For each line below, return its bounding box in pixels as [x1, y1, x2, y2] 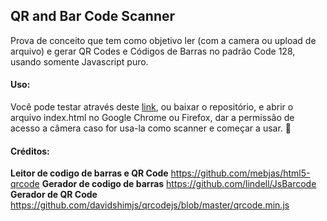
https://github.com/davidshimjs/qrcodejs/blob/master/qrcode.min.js [10, 199, 290, 211]
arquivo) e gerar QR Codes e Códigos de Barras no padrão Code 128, [10, 45, 296, 57]
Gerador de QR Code [10, 189, 98, 201]
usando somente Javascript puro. [10, 55, 149, 68]
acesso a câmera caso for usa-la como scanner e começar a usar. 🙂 [10, 122, 292, 134]
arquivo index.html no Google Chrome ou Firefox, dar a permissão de [10, 112, 295, 124]
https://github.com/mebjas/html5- [170, 167, 311, 179]
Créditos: [10, 145, 50, 157]
